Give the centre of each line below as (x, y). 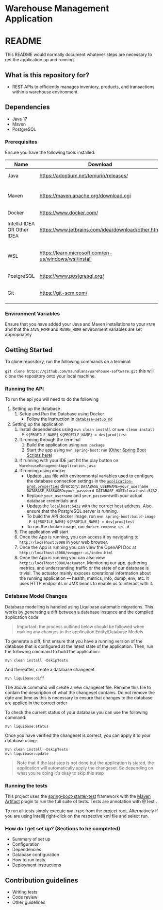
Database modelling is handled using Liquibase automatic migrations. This (79, 607)
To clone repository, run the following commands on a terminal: (68, 362)
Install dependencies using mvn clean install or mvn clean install (87, 429)
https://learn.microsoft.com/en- (76, 253)
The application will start (44, 532)
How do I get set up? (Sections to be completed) (63, 828)
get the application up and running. (40, 60)
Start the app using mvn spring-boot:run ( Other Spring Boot (86, 450)
